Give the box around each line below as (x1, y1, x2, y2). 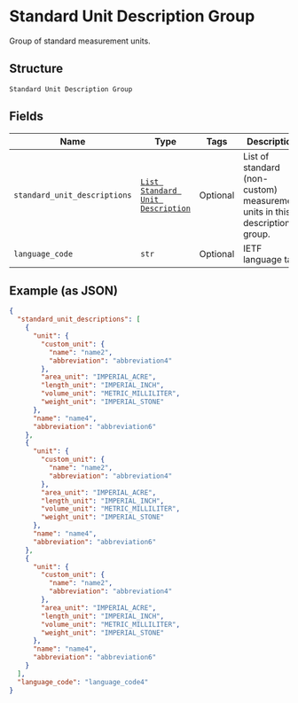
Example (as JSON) (9, 283, 118, 298)
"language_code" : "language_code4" (17, 677, 149, 686)
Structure (9, 61, 64, 76)
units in (242, 206, 273, 218)
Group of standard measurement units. (9, 35, 151, 46)
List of (242, 150, 270, 162)
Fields (9, 109, 44, 124)
